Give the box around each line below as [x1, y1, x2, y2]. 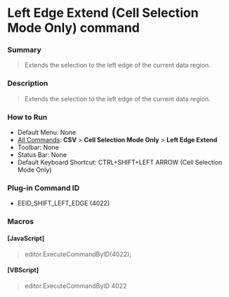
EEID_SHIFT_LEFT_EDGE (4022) [17, 199, 110, 208]
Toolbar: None [17, 143, 60, 152]
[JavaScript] [7, 234, 44, 242]
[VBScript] [7, 266, 39, 274]
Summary [7, 45, 42, 55]
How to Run [7, 112, 48, 122]
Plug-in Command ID [7, 183, 79, 193]
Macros [7, 217, 34, 227]
